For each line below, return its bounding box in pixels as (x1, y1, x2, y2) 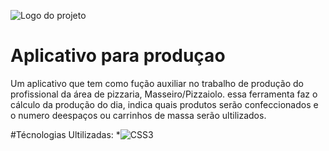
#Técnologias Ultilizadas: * (10, 128, 121, 140)
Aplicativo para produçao (10, 45, 226, 67)
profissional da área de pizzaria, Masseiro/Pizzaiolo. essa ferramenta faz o (10, 88, 318, 100)
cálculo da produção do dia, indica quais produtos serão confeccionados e (10, 98, 319, 110)
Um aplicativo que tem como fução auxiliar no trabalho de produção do (10, 77, 304, 89)
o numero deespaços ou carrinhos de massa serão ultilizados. (10, 109, 267, 121)
